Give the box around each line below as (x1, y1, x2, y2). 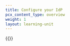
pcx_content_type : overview (5, 12, 65, 17)
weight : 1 (5, 17, 27, 22)
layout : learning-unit (5, 21, 54, 27)
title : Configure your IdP (5, 7, 63, 13)
